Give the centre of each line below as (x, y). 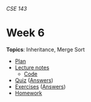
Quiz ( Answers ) (34, 80)
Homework (28, 93)
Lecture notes (32, 67)
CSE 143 (16, 9)
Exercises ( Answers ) (40, 86)
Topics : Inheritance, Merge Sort (45, 49)
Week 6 (25, 33)
